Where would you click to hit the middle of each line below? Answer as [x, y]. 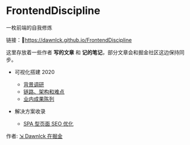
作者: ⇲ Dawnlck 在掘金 [34, 136]
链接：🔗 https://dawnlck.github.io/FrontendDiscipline [69, 40]
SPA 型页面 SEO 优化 [49, 123]
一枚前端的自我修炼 [29, 27]
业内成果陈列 [39, 99]
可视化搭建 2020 [34, 72]
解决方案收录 [30, 111]
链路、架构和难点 [44, 91]
